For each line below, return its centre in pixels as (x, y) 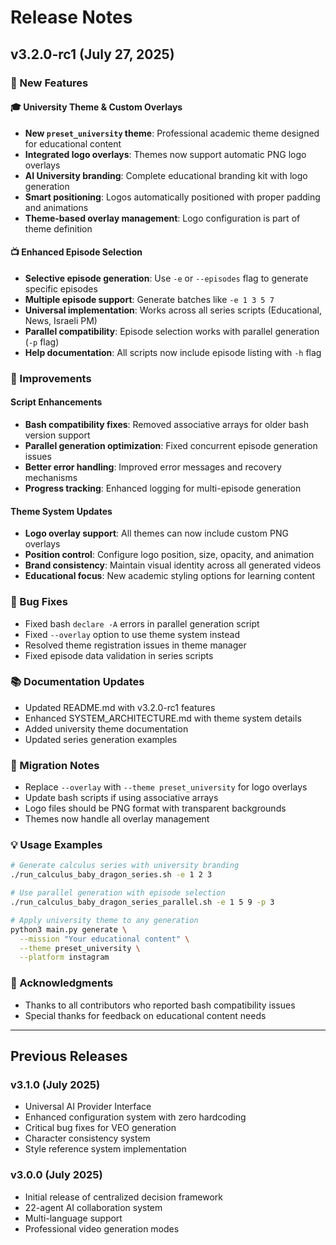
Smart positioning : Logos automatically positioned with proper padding (172, 197)
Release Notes (71, 17)
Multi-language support (73, 1218)
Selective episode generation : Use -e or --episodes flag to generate (166, 278)
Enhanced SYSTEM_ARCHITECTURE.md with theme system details (163, 718)
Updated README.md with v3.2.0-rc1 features (120, 707)
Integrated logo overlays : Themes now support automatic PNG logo (165, 154)
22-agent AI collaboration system (93, 1207)
